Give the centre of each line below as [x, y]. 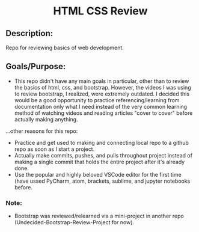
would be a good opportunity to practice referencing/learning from [97, 100]
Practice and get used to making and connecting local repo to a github [101, 142]
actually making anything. [46, 119]
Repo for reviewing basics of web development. [65, 47]
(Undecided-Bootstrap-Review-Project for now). [74, 222]
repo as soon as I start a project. [54, 149]
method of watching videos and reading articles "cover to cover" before [103, 113]
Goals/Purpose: [36, 66]
